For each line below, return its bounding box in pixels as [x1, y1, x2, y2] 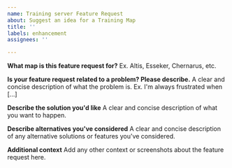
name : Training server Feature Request [7, 10, 124, 17]
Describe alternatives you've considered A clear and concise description [7, 125, 222, 133]
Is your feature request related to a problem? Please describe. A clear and [7, 75, 225, 84]
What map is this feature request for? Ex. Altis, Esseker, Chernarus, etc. [7, 62, 217, 70]
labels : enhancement [7, 29, 68, 37]
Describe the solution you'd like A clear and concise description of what [7, 104, 218, 112]
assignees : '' [7, 36, 49, 43]
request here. [7, 153, 46, 162]
